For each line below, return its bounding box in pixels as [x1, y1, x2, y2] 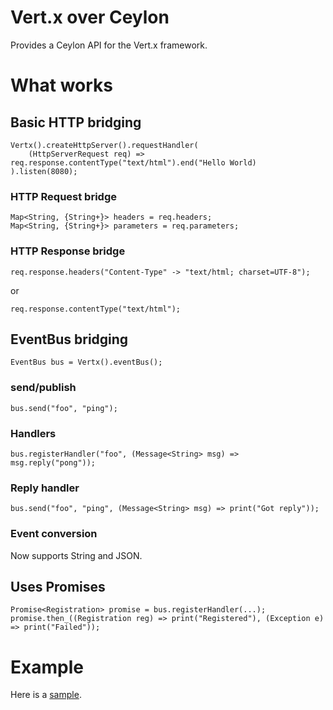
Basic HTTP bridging [10, 114, 142, 131]
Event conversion [10, 527, 98, 541]
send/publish [10, 381, 77, 395]
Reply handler [10, 481, 80, 495]
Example [10, 656, 84, 678]
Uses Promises [10, 578, 106, 595]
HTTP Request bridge [10, 189, 117, 203]
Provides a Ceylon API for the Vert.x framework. [10, 39, 208, 51]
